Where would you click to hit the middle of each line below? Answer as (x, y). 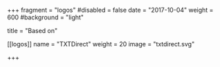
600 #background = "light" (46, 17)
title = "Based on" (33, 31)
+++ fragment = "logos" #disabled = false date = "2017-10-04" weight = (110, 10)
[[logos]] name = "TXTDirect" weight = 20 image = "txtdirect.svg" (101, 44)
